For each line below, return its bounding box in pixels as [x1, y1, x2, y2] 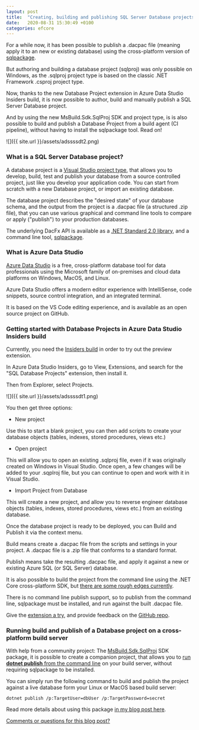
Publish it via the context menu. [6, 529, 83, 536]
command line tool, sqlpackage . [6, 233, 84, 240]
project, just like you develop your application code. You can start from [6, 179, 179, 186]
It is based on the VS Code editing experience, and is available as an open [6, 303, 187, 310]
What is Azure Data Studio [6, 248, 84, 256]
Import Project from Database [14, 487, 88, 494]
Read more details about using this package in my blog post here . [6, 706, 166, 713]
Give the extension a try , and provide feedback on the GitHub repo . [6, 612, 170, 619]
